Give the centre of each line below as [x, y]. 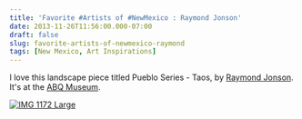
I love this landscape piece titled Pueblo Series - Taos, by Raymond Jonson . [151, 77]
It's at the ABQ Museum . [55, 87]
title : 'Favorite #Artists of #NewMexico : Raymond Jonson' [126, 18]
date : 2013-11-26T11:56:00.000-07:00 [81, 26]
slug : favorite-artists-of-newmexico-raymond [97, 43]
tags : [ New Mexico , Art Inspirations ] [83, 52]
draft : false [34, 35]
